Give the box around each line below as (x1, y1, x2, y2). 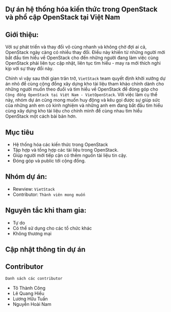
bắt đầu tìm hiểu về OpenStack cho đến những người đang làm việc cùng (5, 54, 159, 61)
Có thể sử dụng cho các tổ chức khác (12, 225, 92, 231)
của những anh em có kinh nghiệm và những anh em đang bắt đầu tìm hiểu (5, 102, 163, 108)
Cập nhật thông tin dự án (5, 245, 86, 254)
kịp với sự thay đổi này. (5, 66, 54, 72)
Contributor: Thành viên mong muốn (12, 191, 86, 197)
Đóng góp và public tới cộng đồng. (12, 158, 86, 164)
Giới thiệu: (5, 30, 39, 39)
